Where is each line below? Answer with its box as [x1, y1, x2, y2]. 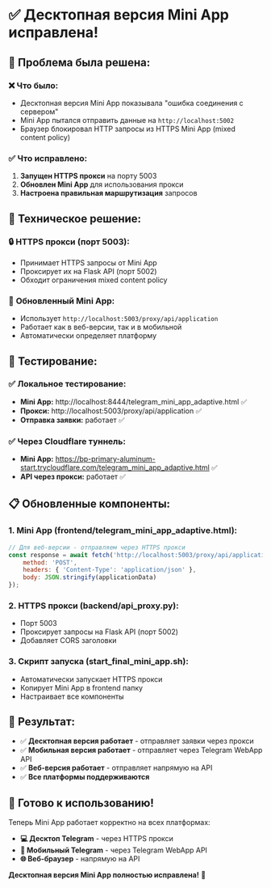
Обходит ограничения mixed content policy [19, 275, 168, 285]
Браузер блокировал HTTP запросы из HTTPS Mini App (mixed [19, 124, 236, 133]
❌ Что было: [8, 79, 59, 91]
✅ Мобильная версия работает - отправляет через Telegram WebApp [19, 746, 263, 755]
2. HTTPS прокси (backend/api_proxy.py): [8, 600, 179, 611]
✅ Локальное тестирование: [8, 378, 127, 390]
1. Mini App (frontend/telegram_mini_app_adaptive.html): [8, 525, 238, 536]
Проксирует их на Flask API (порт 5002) [19, 266, 157, 276]
